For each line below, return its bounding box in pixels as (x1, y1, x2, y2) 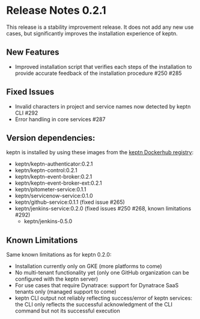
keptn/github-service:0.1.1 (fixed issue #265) (14, 198, 125, 206)
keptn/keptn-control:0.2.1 (14, 167, 77, 174)
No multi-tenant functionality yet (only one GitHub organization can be (14, 269, 189, 276)
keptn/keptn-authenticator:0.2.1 (14, 160, 93, 168)
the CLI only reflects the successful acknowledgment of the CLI (14, 301, 173, 308)
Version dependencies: (6, 133, 95, 143)
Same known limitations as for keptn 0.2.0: (6, 251, 112, 258)
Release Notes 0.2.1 (6, 4, 106, 17)
